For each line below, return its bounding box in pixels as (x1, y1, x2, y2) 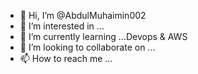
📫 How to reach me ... (19, 53, 113, 64)
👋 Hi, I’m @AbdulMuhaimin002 (19, 10, 147, 21)
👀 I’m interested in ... (19, 20, 105, 32)
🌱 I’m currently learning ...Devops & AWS (19, 31, 188, 42)
